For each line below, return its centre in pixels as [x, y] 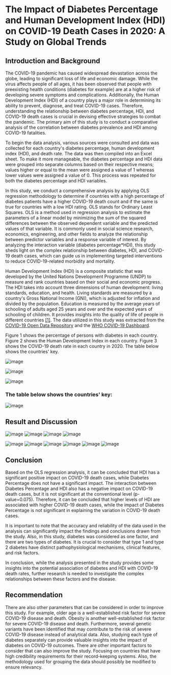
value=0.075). [20, 499]
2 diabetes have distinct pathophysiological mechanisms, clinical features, [83, 547]
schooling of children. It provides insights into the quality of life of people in [84, 315]
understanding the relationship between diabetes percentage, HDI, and [80, 111]
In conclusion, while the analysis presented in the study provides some [79, 563]
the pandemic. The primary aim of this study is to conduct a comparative [82, 122]
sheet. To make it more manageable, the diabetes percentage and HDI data [84, 159]
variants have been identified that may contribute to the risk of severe [78, 629]
